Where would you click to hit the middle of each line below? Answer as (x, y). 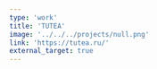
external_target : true (51, 51)
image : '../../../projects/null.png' (79, 34)
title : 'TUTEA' (37, 26)
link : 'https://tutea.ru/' (59, 43)
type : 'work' (33, 17)
